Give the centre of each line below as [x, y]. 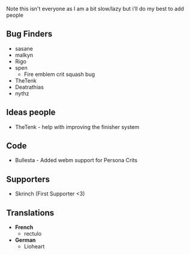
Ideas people [31, 112]
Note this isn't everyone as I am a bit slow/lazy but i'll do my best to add [95, 9]
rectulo [33, 234]
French [24, 227]
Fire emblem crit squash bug [59, 74]
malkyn [24, 55]
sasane [24, 48]
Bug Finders [29, 34]
